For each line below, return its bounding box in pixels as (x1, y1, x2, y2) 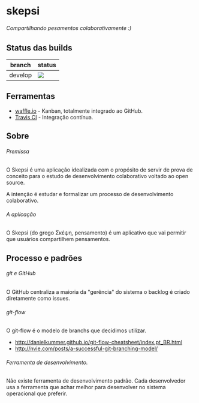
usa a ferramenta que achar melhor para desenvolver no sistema (6, 384, 166, 391)
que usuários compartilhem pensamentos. (6, 236, 111, 243)
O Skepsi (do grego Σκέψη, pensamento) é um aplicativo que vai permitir (6, 229, 187, 236)
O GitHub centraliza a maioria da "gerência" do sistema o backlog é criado (6, 288, 190, 296)
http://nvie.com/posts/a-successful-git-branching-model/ (14, 345, 158, 352)
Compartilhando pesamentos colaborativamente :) (6, 24, 132, 31)
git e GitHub (6, 270, 36, 277)
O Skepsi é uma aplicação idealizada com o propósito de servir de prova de (6, 166, 193, 173)
